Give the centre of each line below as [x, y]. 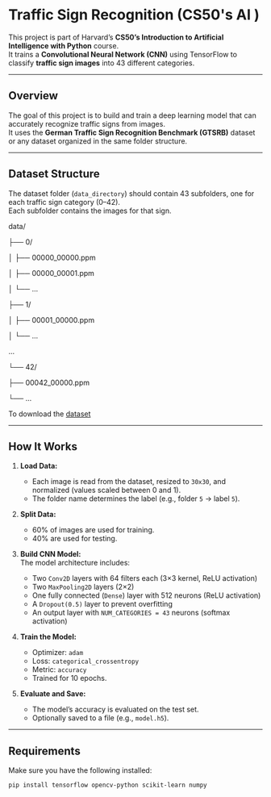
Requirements [44, 751]
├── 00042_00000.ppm [49, 382]
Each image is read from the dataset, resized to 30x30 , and [129, 482]
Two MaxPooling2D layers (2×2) [83, 587]
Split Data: [38, 515]
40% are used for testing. [75, 539]
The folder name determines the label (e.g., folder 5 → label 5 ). [136, 499]
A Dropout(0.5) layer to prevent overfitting [102, 604]
